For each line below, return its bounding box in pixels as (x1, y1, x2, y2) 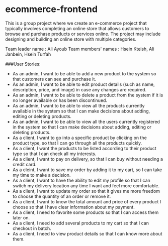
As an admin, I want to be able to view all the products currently (12, 102, 145, 108)
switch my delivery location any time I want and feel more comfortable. (12, 182, 160, 189)
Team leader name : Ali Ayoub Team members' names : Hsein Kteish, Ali (5, 46, 154, 52)
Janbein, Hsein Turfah (5, 51, 51, 57)
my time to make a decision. (12, 172, 71, 178)
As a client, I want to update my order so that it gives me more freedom (12, 188, 160, 194)
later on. (12, 214, 30, 220)
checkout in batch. (12, 225, 51, 231)
